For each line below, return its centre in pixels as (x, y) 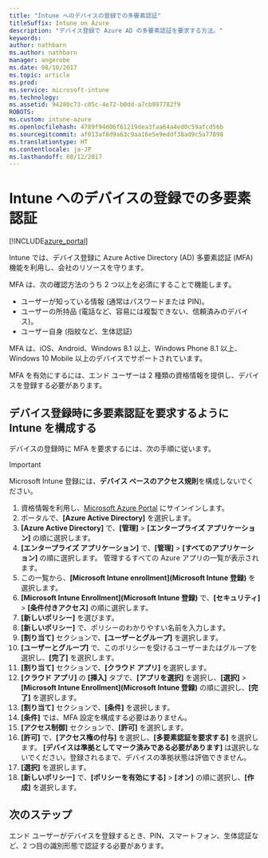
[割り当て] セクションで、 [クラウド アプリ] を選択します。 (116, 668)
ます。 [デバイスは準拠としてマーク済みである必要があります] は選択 (133, 747)
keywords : (26, 38)
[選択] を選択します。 (55, 767)
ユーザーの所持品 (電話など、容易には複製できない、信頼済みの (124, 311)
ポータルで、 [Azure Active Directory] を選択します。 (108, 518)
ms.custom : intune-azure (50, 120)
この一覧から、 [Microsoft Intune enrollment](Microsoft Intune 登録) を (138, 578)
